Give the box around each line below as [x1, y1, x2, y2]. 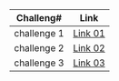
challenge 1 [14, 27, 64, 39]
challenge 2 [14, 42, 64, 54]
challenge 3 [14, 56, 64, 69]
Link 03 [72, 56, 106, 69]
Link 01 [72, 27, 106, 39]
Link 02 [72, 42, 106, 54]
